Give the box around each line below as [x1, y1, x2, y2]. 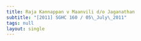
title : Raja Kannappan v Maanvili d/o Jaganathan [6, 8, 136, 15]
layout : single [6, 25, 45, 32]
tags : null [6, 20, 34, 26]
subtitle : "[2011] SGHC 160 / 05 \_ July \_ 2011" [6, 14, 127, 20]
